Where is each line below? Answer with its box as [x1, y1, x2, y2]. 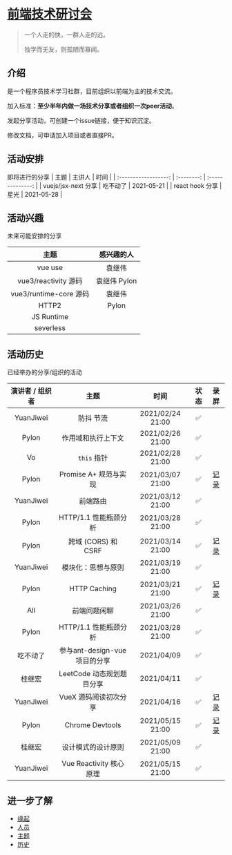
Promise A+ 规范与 [59, 470, 119, 479]
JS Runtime [31, 312, 69, 322]
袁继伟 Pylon [95, 276, 137, 286]
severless [34, 323, 66, 333]
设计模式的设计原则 [61, 742, 124, 752]
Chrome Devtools [64, 720, 122, 730]
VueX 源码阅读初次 [59, 692, 120, 702]
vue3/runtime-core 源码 [10, 289, 90, 299]
